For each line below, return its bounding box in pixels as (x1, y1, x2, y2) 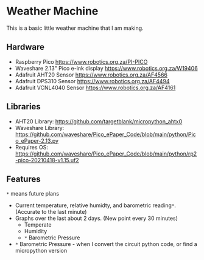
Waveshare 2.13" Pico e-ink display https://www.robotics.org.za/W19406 (15, 64, 198, 72)
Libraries (6, 101, 41, 112)
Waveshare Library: (15, 124, 65, 131)
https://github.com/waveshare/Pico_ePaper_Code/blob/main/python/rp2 (15, 150, 197, 157)
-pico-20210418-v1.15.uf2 (15, 156, 79, 163)
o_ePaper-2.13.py (15, 137, 59, 144)
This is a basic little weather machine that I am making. (6, 24, 144, 32)
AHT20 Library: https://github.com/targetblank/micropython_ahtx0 (15, 117, 183, 125)
